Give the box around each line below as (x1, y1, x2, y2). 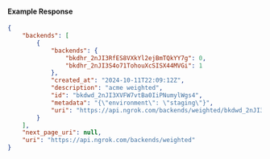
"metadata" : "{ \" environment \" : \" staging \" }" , (50, 99, 214, 107)
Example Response (7, 6, 73, 16)
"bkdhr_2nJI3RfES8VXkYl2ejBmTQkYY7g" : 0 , (64, 54, 206, 62)
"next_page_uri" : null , (22, 128, 102, 137)
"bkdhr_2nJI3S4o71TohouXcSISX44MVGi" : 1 (64, 61, 203, 70)
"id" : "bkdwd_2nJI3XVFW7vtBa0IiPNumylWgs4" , (50, 92, 203, 100)
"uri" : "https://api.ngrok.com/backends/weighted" (22, 137, 196, 145)
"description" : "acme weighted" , (50, 84, 163, 92)
